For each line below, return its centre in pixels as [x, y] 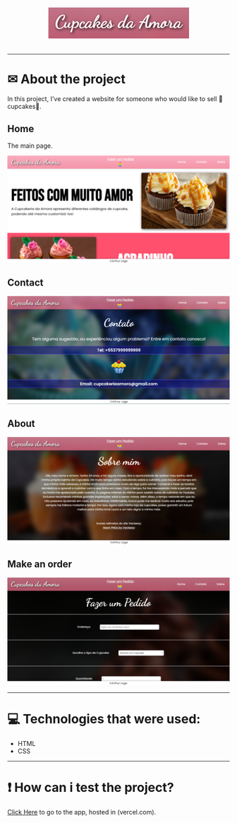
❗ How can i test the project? [91, 787]
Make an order [40, 565]
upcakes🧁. [24, 107]
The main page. [30, 146]
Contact [25, 283]
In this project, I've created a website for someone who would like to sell [112, 99]
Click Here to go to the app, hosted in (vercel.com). [82, 812]
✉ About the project [66, 80]
